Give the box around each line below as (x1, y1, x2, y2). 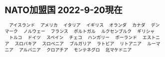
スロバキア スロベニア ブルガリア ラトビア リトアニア (14, 40, 142, 46)
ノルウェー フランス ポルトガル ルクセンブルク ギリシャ (23, 28, 155, 34)
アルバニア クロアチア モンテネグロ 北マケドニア (18, 47, 132, 53)
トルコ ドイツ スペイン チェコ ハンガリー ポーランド (8, 34, 138, 40)
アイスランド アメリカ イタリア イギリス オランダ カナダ (8, 22, 146, 28)
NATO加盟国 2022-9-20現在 (4, 4, 123, 16)
